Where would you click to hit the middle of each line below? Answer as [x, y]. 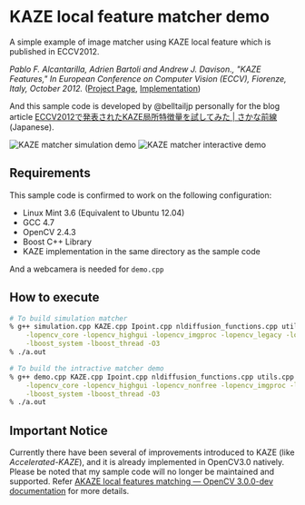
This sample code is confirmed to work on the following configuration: [141, 195]
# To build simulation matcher [69, 318]
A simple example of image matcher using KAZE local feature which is [140, 42]
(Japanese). [32, 127]
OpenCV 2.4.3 [49, 232]
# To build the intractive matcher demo [87, 368]
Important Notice [59, 430]
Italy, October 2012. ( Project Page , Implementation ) [105, 88]
